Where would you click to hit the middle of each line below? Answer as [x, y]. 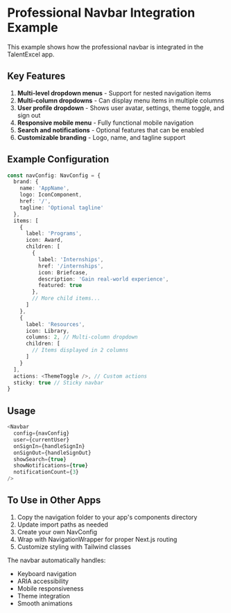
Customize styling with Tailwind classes [74, 546]
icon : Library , [48, 331]
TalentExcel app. [31, 54]
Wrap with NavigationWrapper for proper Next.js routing [97, 539]
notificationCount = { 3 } [46, 472]
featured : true [60, 286]
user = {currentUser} [42, 440]
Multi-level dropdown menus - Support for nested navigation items [114, 93]
